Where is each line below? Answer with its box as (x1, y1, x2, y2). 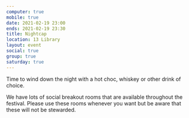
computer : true (6, 8, 44, 15)
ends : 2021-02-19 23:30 (6, 25, 66, 32)
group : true (6, 53, 36, 59)
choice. (6, 81, 25, 89)
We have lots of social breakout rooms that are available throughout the (6, 93, 183, 101)
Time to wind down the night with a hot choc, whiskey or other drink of (6, 75, 181, 83)
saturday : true (6, 59, 44, 65)
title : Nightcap (6, 31, 47, 37)
